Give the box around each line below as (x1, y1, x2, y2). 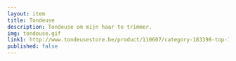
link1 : (7, 36, 27, 43)
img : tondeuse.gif (7, 29, 61, 37)
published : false (7, 43, 58, 50)
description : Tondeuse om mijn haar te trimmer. (7, 23, 152, 30)
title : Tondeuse (7, 17, 55, 24)
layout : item (7, 10, 46, 18)
